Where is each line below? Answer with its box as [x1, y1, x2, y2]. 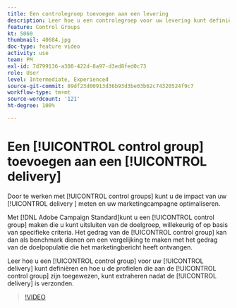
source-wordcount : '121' [7, 96, 80, 103]
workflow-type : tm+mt [7, 89, 71, 96]
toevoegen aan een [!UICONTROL [7, 154, 207, 170]
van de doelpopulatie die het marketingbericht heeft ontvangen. [7, 242, 193, 251]
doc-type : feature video [7, 43, 80, 50]
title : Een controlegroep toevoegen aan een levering [7, 10, 169, 18]
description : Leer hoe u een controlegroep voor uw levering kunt [7, 17, 207, 24]
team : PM [7, 56, 33, 63]
